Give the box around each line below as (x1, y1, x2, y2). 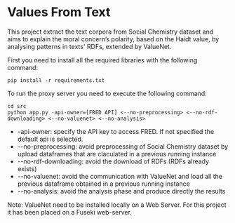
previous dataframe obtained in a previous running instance (17, 180, 191, 188)
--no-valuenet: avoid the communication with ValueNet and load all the (17, 172, 223, 180)
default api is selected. (17, 135, 83, 143)
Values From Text (7, 4, 111, 20)
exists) (17, 164, 37, 173)
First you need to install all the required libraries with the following (7, 55, 198, 64)
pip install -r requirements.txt (7, 76, 105, 84)
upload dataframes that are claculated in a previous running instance (17, 149, 217, 158)
